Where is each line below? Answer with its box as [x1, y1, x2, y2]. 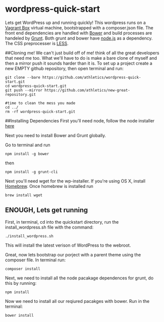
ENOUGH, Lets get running [5, 206, 88, 214]
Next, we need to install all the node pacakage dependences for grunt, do [5, 275, 154, 281]
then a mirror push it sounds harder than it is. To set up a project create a [5, 60, 153, 66]
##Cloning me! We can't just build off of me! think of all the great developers [5, 50, 160, 56]
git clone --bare [5, 75, 41, 80]
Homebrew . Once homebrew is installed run [5, 183, 94, 189]
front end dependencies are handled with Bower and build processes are [5, 30, 152, 36]
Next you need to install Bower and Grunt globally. [5, 132, 106, 138]
